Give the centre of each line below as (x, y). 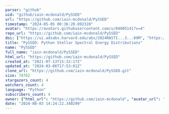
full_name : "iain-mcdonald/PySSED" (43, 52)
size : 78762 (18, 76)
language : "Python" (26, 90)
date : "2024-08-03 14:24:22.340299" (44, 104)
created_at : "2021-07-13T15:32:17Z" (44, 62)
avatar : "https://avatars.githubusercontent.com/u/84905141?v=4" (75, 29)
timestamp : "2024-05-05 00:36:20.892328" (49, 24)
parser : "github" (23, 10)
